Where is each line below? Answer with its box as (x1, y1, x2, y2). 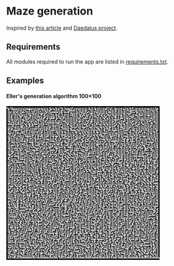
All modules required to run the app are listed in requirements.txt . (6, 58, 169, 65)
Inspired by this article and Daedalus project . (6, 24, 118, 32)
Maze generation (6, 4, 94, 18)
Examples (6, 76, 44, 86)
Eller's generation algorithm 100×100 (6, 92, 101, 99)
